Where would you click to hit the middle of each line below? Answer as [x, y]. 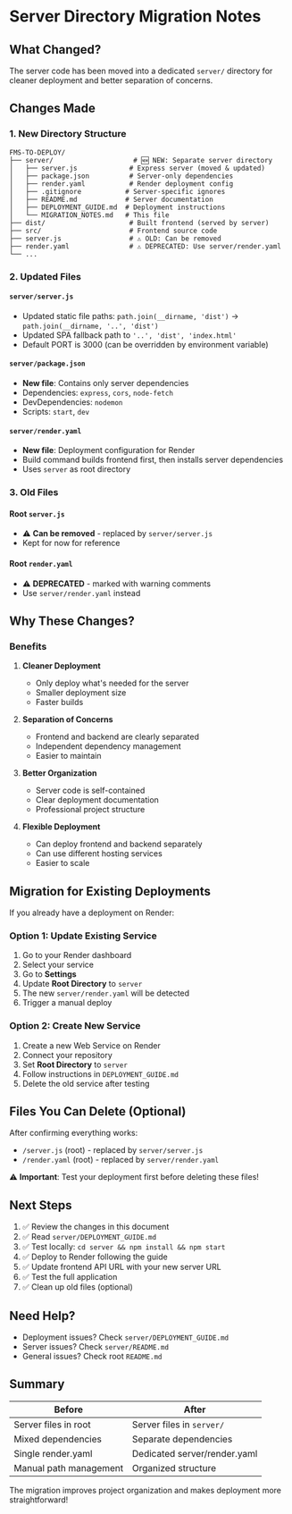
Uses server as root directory [76, 469]
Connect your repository [67, 1055]
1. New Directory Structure [68, 134]
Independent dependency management [108, 746]
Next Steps [41, 1205]
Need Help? [42, 1316]
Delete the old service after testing [86, 1083]
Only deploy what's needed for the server [112, 683]
